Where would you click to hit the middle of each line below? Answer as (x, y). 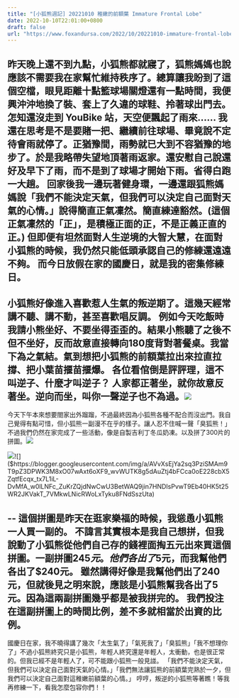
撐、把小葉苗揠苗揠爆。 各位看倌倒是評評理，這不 (116, 370)
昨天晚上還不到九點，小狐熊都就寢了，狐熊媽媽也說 (119, 64)
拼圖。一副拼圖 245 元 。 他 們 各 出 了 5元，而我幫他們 (117, 558)
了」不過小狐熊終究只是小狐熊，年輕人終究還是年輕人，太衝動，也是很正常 (116, 652)
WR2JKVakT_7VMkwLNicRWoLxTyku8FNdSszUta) (81, 494)
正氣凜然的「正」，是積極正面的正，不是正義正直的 (117, 224)
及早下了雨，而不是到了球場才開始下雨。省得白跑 (124, 171)
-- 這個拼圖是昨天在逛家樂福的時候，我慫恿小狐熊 (115, 518)
